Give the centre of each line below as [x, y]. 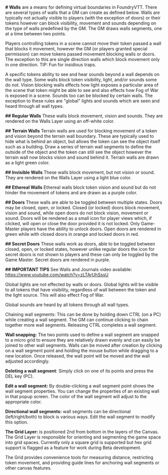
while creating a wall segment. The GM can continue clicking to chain [77, 320]
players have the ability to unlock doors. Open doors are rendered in [91, 229]
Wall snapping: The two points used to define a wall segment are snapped [82, 335]
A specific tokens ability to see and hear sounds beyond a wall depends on [82, 74]
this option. [17, 422]
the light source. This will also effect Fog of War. [55, 295]
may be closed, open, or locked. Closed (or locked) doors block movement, [83, 208]
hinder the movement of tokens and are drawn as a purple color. [71, 193]
